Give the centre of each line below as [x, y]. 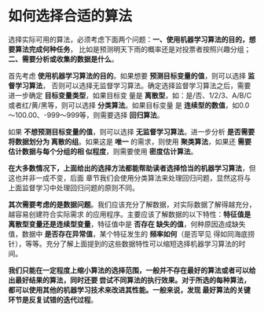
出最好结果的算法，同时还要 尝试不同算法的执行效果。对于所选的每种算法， [130, 280]
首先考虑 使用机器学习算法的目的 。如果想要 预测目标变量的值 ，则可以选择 [127, 75]
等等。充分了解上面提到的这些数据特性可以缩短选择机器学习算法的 [132, 244]
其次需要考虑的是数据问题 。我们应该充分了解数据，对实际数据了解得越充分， [132, 204]
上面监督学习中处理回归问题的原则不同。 [73, 187]
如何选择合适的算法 [70, 16]
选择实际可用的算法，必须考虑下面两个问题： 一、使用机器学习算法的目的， [128, 39]
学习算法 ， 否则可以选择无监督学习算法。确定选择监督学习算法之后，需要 [133, 85]
